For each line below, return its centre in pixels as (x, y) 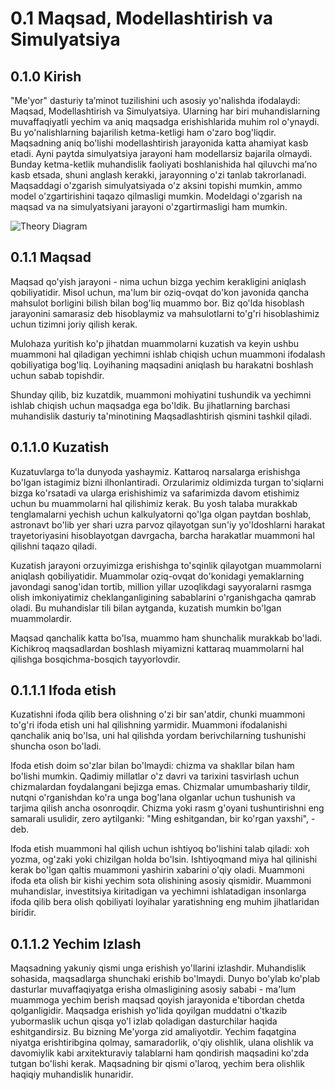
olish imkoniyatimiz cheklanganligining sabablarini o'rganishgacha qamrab (163, 597)
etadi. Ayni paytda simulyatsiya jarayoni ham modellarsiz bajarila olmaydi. (161, 153)
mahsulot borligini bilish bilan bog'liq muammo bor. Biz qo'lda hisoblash (157, 303)
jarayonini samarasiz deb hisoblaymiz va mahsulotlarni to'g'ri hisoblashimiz (165, 313)
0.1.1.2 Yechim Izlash (76, 943)
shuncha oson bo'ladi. (56, 746)
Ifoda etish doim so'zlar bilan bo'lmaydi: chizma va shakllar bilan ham (152, 766)
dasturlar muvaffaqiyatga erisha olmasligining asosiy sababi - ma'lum (153, 989)
